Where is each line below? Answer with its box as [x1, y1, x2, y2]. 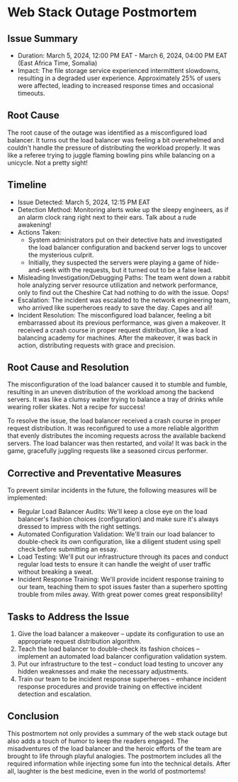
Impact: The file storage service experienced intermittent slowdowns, [17, 67, 221, 74]
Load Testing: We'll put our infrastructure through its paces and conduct [17, 552, 229, 561]
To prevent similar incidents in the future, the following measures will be [7, 486, 217, 495]
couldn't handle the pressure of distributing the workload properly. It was [7, 143, 221, 152]
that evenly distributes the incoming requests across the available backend [7, 432, 226, 440]
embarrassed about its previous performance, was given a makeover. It [17, 318, 226, 327]
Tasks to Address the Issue [7, 610, 130, 622]
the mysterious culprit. [28, 250, 94, 259]
